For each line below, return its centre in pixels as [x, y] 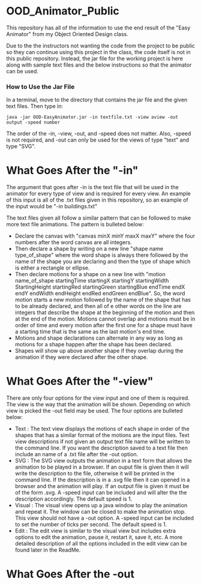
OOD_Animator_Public [63, 11]
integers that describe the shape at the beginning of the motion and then [105, 313]
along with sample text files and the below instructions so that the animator [99, 65]
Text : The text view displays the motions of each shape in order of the [102, 429]
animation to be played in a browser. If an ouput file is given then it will [102, 467]
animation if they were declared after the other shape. [81, 357]
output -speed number [33, 122]
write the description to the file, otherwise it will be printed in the [95, 474]
